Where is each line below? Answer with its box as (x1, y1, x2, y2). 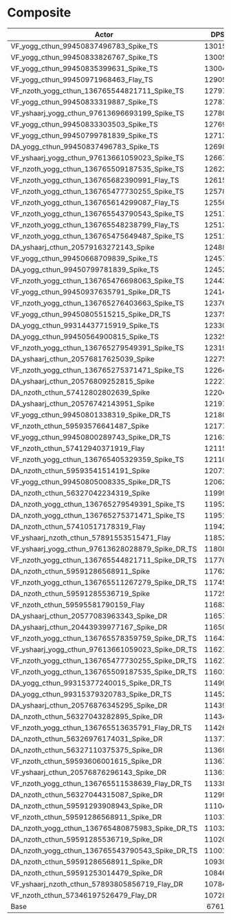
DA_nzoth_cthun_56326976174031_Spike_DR (10, 734, 163, 743)
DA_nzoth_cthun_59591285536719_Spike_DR (10, 834, 163, 844)
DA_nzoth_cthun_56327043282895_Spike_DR (10, 712, 163, 721)
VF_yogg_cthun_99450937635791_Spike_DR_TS (10, 287, 171, 296)
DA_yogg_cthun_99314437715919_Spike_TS (10, 320, 159, 330)
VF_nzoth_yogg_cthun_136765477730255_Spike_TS (10, 186, 184, 196)
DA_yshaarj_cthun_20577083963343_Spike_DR (10, 611, 168, 620)
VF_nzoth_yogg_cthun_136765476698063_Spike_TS (10, 276, 184, 285)
